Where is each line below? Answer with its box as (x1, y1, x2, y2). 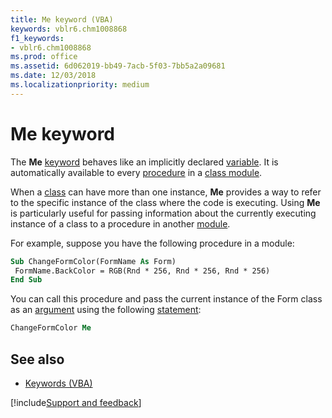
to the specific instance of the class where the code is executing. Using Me (10, 196, 321, 208)
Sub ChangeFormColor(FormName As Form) (10, 256, 177, 266)
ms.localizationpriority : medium (10, 80, 150, 90)
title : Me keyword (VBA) (10, 14, 114, 25)
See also (10, 351, 65, 368)
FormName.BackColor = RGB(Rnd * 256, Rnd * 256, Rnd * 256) (14, 266, 271, 276)
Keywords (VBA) (24, 377, 93, 389)
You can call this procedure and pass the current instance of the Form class (10, 293, 323, 305)
